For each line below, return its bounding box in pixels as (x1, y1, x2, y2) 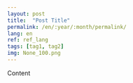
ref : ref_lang (7, 37, 49, 44)
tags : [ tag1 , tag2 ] (7, 43, 64, 50)
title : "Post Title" (7, 17, 71, 24)
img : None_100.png (7, 50, 61, 57)
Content (7, 68, 31, 77)
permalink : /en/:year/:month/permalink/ (7, 23, 127, 30)
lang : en (7, 30, 33, 37)
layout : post (7, 10, 45, 18)
